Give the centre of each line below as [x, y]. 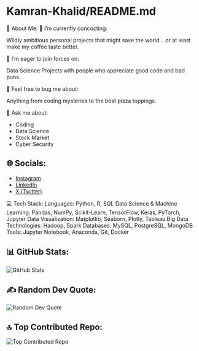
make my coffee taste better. [43, 47]
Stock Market [32, 137]
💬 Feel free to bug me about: [42, 89]
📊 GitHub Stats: [38, 252]
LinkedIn [26, 185]
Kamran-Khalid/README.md [81, 11]
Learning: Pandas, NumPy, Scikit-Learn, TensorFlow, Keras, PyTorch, [94, 212]
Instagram [28, 178]
